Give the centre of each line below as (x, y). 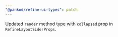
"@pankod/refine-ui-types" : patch (42, 10)
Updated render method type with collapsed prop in (59, 24)
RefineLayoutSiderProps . (31, 29)
